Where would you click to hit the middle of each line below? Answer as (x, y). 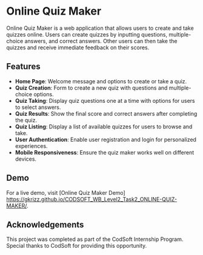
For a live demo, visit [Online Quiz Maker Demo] (66, 192)
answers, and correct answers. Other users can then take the (101, 41)
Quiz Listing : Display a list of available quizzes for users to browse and (104, 127)
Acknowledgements (45, 224)
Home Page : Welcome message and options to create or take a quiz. (101, 81)
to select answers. (38, 107)
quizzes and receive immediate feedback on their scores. (78, 47)
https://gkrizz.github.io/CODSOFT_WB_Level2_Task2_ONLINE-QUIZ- (92, 199)
